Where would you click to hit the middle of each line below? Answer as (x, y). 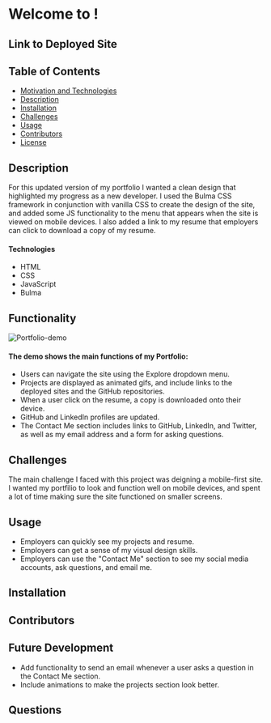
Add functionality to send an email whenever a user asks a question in (137, 667)
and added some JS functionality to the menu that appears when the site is (133, 213)
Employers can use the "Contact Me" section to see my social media (134, 559)
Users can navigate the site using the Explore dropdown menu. (125, 374)
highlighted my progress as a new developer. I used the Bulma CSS (120, 196)
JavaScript (38, 284)
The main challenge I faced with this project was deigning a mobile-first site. (136, 479)
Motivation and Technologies (68, 91)
